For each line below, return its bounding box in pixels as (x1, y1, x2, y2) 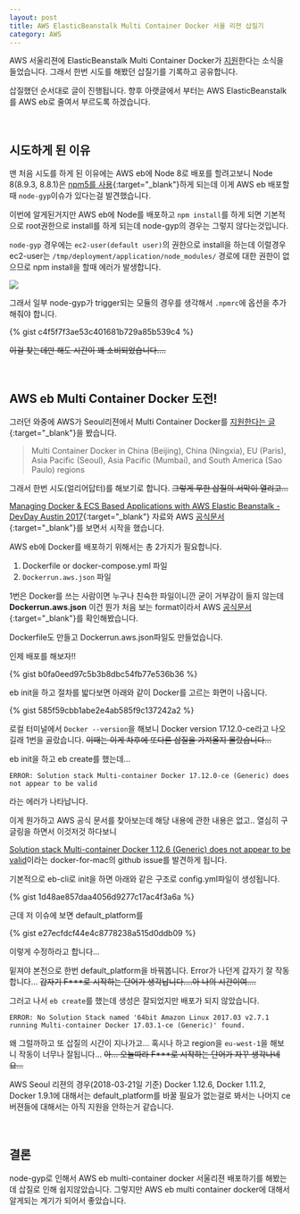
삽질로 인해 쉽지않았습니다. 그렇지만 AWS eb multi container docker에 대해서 (18, 1184, 290, 1194)
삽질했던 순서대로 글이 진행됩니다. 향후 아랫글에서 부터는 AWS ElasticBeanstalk (9, 86, 287, 96)
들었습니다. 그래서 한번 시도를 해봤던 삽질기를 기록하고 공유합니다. (9, 66, 238, 77)
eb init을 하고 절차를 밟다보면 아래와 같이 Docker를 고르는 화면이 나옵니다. (9, 687, 268, 698)
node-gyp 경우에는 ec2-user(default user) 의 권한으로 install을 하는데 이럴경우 (9, 239, 287, 250)
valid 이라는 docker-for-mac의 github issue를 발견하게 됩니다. (9, 855, 228, 865)
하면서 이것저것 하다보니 (32, 826, 118, 836)
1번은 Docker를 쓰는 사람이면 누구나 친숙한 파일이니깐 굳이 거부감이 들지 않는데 (9, 590, 284, 601)
